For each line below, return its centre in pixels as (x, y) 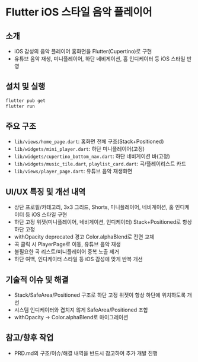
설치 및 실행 (25, 87)
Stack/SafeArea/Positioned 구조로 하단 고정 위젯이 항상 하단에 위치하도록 (100, 295)
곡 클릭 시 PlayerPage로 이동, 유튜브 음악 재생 (67, 244)
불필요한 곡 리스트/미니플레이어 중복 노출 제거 (67, 252)
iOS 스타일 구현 (49, 215)
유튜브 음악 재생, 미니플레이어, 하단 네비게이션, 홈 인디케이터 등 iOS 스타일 (100, 59)
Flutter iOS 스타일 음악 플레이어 (79, 12)
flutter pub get (25, 101)
